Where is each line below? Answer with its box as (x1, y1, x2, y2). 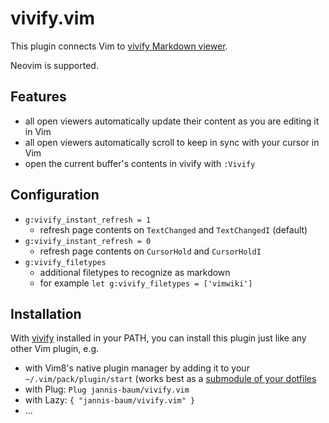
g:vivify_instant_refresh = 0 (24, 236, 152, 246)
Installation (10, 305, 82, 322)
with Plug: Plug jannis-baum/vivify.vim (24, 383, 190, 396)
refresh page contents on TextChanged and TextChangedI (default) (39, 223, 308, 236)
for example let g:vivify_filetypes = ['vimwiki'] (39, 277, 253, 289)
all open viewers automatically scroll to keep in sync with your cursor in (24, 136, 320, 148)
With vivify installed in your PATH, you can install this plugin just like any (10, 332, 307, 344)
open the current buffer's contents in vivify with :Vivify (24, 157, 256, 169)
